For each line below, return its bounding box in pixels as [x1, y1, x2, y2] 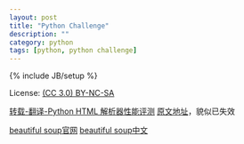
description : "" [9, 29, 69, 38]
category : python [9, 37, 74, 47]
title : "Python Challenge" [9, 21, 110, 30]
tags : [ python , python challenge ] [9, 46, 138, 55]
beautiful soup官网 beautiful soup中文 [9, 125, 149, 136]
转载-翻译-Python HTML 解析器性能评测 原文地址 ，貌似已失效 [9, 106, 236, 116]
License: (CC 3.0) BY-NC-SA [9, 88, 115, 99]
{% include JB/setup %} [9, 70, 98, 81]
